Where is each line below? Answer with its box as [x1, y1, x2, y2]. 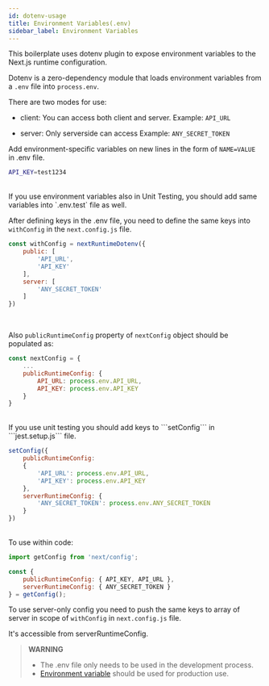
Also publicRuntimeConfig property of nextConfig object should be [8, 330, 229, 340]
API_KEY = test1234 [8, 169, 67, 177]
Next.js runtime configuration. [8, 57, 107, 67]
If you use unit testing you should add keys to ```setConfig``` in [8, 423, 215, 433]
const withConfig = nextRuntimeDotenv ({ [8, 240, 147, 249]
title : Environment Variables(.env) [8, 19, 131, 27]
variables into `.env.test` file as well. [8, 200, 127, 210]
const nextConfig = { [8, 354, 81, 363]
